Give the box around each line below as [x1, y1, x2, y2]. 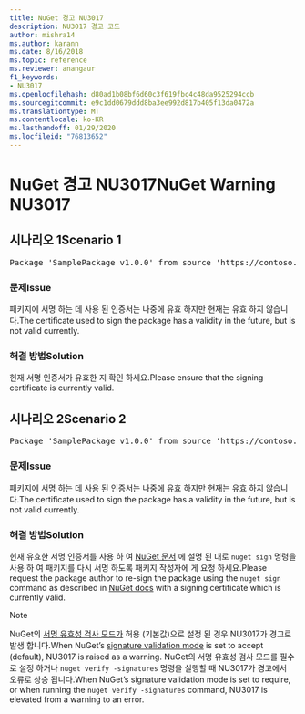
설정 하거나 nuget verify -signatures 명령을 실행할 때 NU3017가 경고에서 [18, 662, 288, 673]
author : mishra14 [9, 30, 76, 39]
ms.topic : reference [9, 56, 88, 65]
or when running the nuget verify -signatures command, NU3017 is [9, 684, 269, 695]
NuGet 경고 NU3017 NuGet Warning [9, 174, 276, 195]
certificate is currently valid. [9, 382, 115, 393]
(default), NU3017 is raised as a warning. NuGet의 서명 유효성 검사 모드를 [9, 651, 279, 662]
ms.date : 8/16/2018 [9, 47, 84, 57]
